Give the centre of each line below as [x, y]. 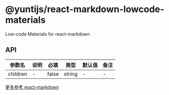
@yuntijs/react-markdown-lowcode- [85, 9]
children [17, 74]
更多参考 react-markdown [32, 87]
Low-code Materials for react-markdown [48, 34]
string [71, 74]
